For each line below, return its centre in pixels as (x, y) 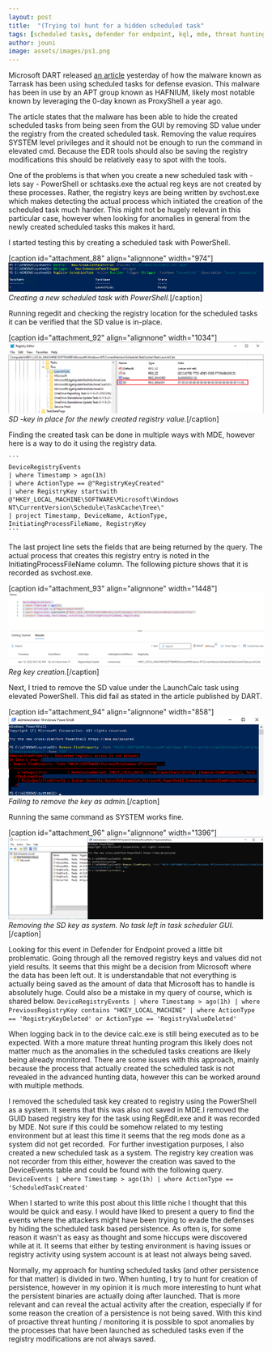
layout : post (30, 17)
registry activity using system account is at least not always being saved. (130, 1254)
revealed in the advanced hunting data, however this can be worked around (134, 1077)
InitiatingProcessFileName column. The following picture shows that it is (128, 564)
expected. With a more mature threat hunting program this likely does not (131, 1042)
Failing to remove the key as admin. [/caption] (84, 801)
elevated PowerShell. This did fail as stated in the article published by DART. (136, 697)
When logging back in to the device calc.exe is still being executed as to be (134, 1034)
